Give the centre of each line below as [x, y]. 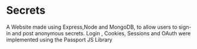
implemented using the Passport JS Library [59, 39]
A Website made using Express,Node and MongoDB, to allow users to [92, 27]
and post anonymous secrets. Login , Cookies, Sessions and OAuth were [101, 33]
